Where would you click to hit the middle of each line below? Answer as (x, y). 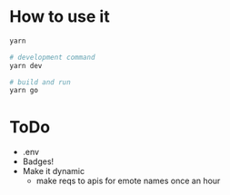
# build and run (40, 82)
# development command (52, 57)
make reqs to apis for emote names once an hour (128, 181)
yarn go (24, 91)
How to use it (60, 17)
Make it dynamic (53, 171)
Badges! (38, 161)
